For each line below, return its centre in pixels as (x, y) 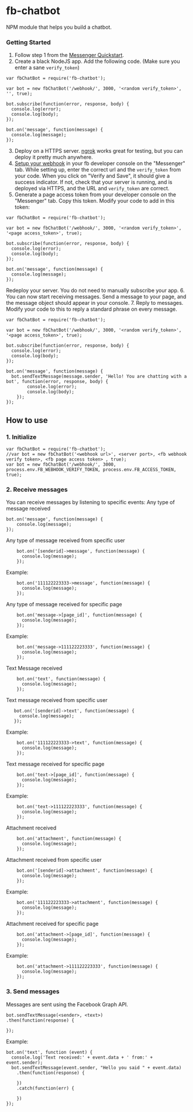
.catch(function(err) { (46, 1088)
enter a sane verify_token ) (47, 68)
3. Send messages (33, 992)
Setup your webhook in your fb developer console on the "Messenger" (100, 163)
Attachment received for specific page (52, 924)
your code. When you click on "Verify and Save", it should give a (92, 176)
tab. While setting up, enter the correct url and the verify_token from (98, 170)
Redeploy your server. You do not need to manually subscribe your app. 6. (96, 290)
